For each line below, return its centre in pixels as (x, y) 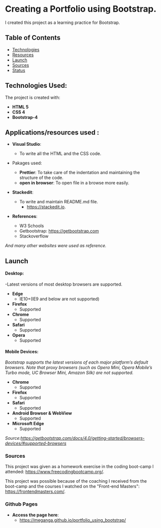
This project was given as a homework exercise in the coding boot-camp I (79, 467)
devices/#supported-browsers (36, 443)
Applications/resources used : (52, 132)
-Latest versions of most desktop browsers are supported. (64, 284)
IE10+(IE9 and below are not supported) (59, 299)
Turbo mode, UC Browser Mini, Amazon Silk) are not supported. (69, 373)
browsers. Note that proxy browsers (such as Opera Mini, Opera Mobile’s (79, 368)
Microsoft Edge (28, 424)
